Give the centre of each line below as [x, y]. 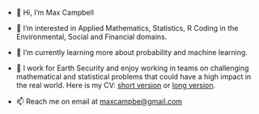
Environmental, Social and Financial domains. [91, 37]
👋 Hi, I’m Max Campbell [55, 13]
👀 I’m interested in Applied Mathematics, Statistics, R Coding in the [127, 28]
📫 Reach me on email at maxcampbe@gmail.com [99, 101]
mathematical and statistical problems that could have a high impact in [134, 76]
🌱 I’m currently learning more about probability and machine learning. [132, 52]
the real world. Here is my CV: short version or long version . [116, 85]
